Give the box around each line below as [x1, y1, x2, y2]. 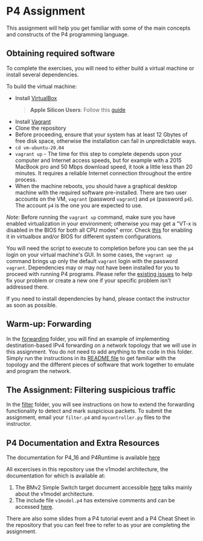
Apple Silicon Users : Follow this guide [30, 106, 126, 113]
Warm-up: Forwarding [6, 319, 92, 329]
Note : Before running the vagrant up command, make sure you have [6, 213, 176, 221]
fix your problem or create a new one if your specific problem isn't [6, 277, 171, 284]
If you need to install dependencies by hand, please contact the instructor [6, 295, 190, 302]
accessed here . [14, 503, 54, 511]
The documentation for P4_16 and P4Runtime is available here [6, 454, 160, 462]
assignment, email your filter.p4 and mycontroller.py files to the [6, 414, 171, 421]
